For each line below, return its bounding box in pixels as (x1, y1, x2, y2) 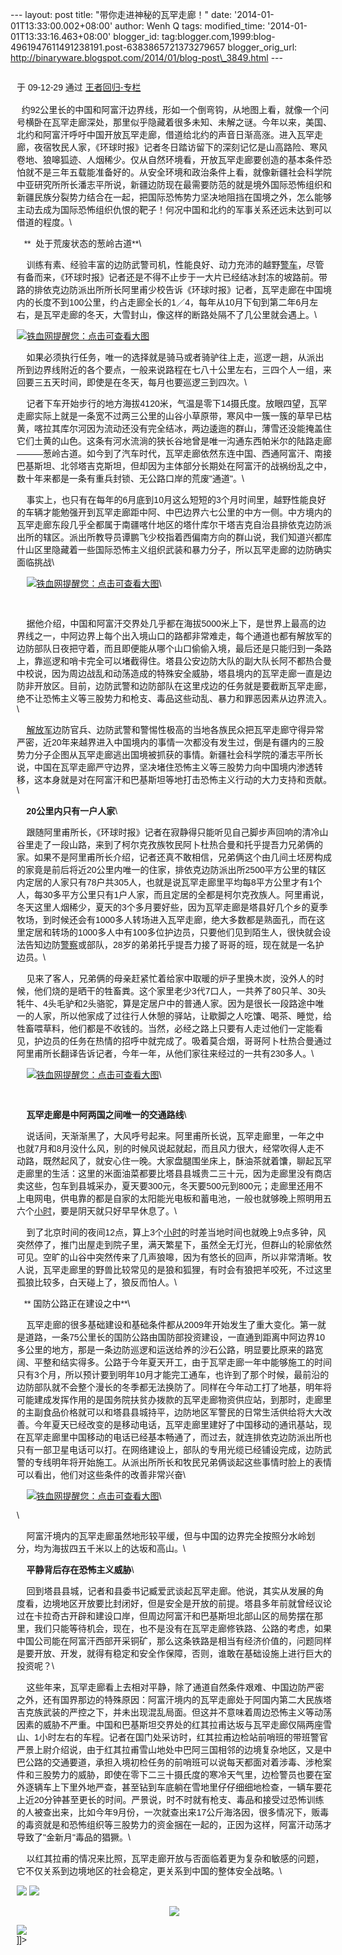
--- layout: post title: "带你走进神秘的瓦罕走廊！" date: (10, 9, 233, 20)
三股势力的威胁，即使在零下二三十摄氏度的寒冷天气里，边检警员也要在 (33, 1769, 323, 1780)
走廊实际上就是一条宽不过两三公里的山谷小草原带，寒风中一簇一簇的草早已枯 (16, 411, 332, 422)
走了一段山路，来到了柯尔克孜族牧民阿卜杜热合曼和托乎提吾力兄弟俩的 (33, 839, 323, 850)
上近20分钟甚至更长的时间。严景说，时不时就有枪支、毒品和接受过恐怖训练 (16, 1794, 325, 1805)
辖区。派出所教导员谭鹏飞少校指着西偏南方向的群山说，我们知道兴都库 (42, 532, 332, 543)
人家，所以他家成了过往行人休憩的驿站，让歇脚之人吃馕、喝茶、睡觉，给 (33, 1011, 332, 1022)
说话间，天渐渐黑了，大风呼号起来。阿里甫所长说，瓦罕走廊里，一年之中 (26, 1131, 325, 1142)
